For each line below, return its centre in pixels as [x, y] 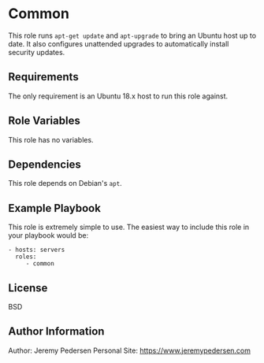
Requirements [43, 77]
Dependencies [45, 164]
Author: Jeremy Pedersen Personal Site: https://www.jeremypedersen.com [129, 350]
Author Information [56, 332]
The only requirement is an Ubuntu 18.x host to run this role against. [118, 96]
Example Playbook [54, 208]
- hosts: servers [37, 250]
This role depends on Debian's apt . [65, 183]
